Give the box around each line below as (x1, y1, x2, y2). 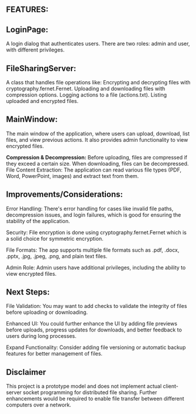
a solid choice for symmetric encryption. (6, 235, 104, 242)
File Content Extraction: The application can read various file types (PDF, (6, 166, 181, 173)
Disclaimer (6, 367, 46, 377)
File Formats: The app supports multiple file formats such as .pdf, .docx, (6, 246, 180, 254)
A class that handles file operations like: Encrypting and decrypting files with (6, 79, 191, 86)
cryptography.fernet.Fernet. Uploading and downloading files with (6, 85, 166, 93)
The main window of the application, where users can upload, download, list (6, 130, 190, 137)
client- (163, 383, 178, 390)
